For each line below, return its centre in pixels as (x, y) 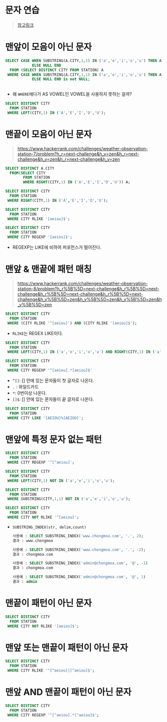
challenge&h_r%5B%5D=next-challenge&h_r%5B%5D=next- (80, 294)
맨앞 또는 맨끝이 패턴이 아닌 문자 (67, 648)
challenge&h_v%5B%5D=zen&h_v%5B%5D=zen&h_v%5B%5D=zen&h (89, 299)
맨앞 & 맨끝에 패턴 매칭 (49, 269)
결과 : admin (25, 582)
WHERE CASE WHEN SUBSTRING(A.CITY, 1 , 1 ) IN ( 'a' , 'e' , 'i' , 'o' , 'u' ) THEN (82, 75)
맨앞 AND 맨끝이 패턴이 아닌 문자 (68, 692)
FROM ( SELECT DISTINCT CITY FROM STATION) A (57, 70)
